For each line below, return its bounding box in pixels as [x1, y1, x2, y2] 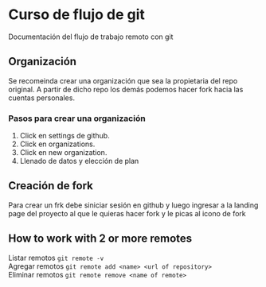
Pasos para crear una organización [8, 113, 146, 124]
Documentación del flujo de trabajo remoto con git [8, 32, 174, 41]
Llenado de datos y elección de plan [19, 157, 139, 166]
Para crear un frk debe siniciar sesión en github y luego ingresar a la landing [8, 200, 259, 210]
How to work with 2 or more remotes [8, 232, 193, 246]
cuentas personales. [8, 93, 76, 103]
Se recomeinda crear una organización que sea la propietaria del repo [8, 76, 238, 85]
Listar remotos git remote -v [8, 253, 104, 262]
